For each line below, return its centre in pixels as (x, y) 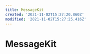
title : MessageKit (24, 10)
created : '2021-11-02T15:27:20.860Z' (45, 14)
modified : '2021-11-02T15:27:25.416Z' (46, 19)
